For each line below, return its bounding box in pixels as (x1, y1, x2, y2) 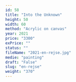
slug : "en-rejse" (5, 64, 42, 69)
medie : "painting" (5, 54, 44, 60)
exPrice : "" (5, 41, 30, 46)
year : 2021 (5, 31, 28, 36)
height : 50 (5, 17, 28, 22)
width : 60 (5, 21, 26, 27)
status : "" (5, 45, 28, 50)
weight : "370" (5, 69, 35, 74)
